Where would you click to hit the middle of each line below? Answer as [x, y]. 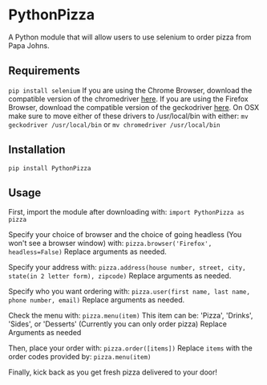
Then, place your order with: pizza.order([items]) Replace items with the [130, 348]
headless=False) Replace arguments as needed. [87, 252]
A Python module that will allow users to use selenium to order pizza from [130, 37]
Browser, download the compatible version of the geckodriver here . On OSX [134, 107]
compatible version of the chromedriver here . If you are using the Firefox [128, 99]
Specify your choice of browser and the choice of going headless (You [125, 235]
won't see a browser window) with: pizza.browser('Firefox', [110, 244]
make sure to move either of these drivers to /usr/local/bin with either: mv [128, 116]
